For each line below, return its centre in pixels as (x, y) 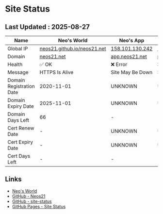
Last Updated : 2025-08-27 (47, 27)
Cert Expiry (20, 142)
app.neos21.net (129, 57)
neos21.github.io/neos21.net (73, 49)
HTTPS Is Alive (57, 72)
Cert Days (19, 156)
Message (18, 72)
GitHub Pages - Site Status (39, 206)
